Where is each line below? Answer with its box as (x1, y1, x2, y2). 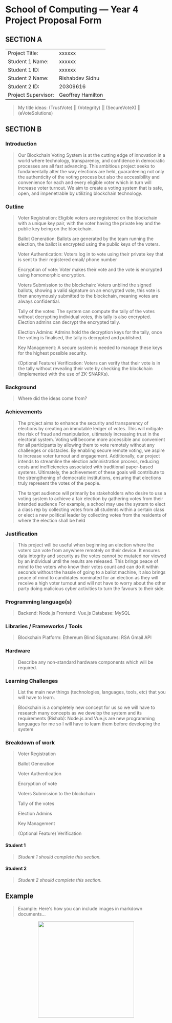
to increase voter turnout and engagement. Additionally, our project (17, 452, 160, 459)
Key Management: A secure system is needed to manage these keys (17, 344, 163, 351)
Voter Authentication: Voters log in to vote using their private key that (17, 251, 164, 257)
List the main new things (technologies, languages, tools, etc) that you (17, 689, 166, 695)
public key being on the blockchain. (17, 225, 93, 232)
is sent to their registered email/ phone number (17, 256, 117, 263)
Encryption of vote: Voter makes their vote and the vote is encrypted (17, 266, 162, 272)
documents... (17, 911, 46, 917)
